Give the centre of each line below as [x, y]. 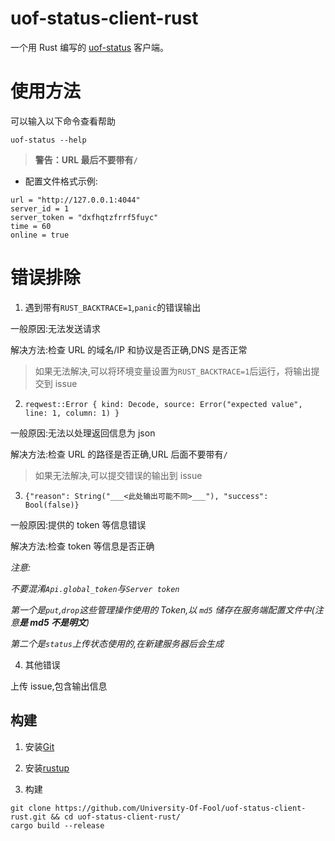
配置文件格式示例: [61, 181]
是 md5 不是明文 [53, 622]
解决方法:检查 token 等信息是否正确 [82, 546]
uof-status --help [48, 140]
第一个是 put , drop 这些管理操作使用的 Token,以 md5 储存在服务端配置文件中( [162, 609]
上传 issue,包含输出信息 [59, 686]
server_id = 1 [40, 208]
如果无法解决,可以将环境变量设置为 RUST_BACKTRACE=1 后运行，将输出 [173, 371]
